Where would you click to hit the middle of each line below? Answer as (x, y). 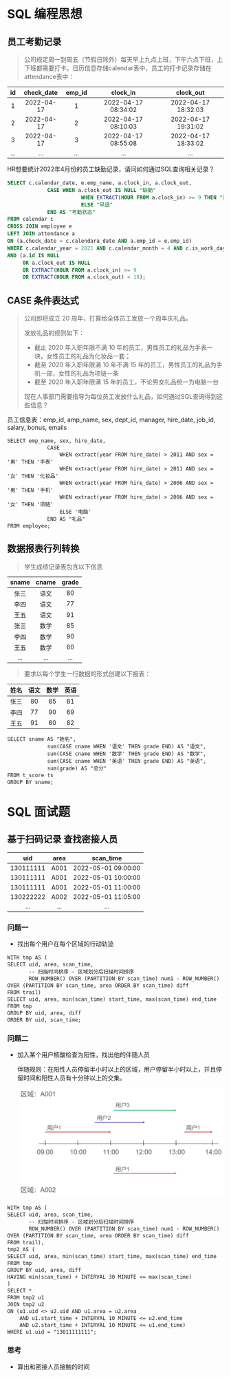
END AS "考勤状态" (71, 212)
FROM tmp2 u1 (26, 1297)
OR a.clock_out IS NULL (56, 263)
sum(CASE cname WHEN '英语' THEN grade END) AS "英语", (126, 761)
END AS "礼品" (66, 519)
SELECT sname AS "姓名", (42, 739)
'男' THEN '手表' (30, 462)
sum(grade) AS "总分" (77, 769)
